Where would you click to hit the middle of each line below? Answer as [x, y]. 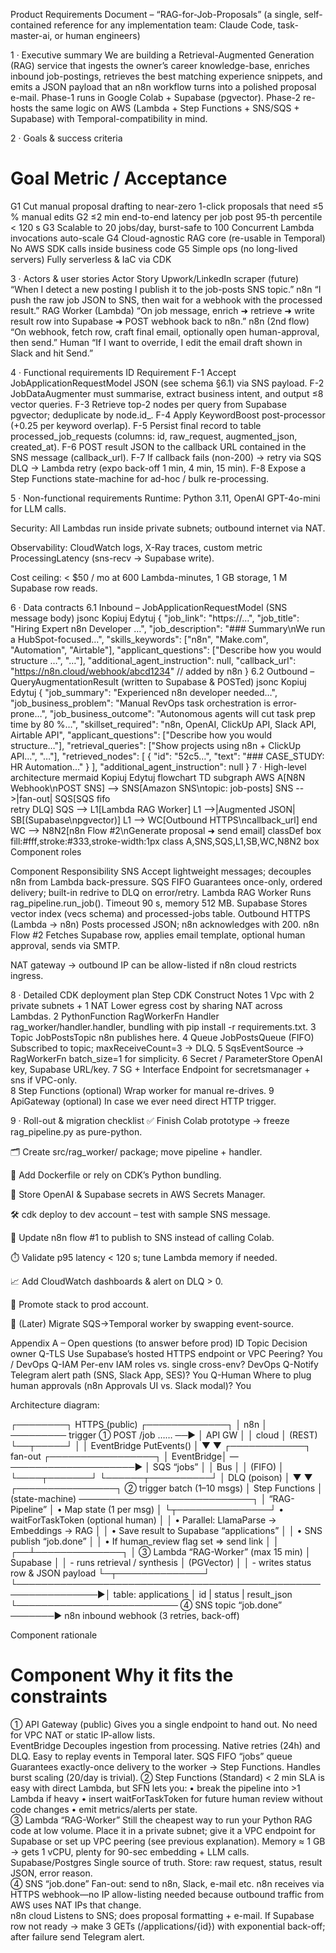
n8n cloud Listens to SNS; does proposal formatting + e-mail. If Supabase [162, 1915]
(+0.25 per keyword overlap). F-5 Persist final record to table [136, 425]
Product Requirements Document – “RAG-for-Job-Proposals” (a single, [156, 14]
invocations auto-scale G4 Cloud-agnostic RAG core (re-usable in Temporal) [168, 238]
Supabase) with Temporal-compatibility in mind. [109, 118]
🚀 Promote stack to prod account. [79, 1304]
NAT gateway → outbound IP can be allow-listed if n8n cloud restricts [153, 965]
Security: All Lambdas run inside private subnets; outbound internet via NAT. [168, 528]
